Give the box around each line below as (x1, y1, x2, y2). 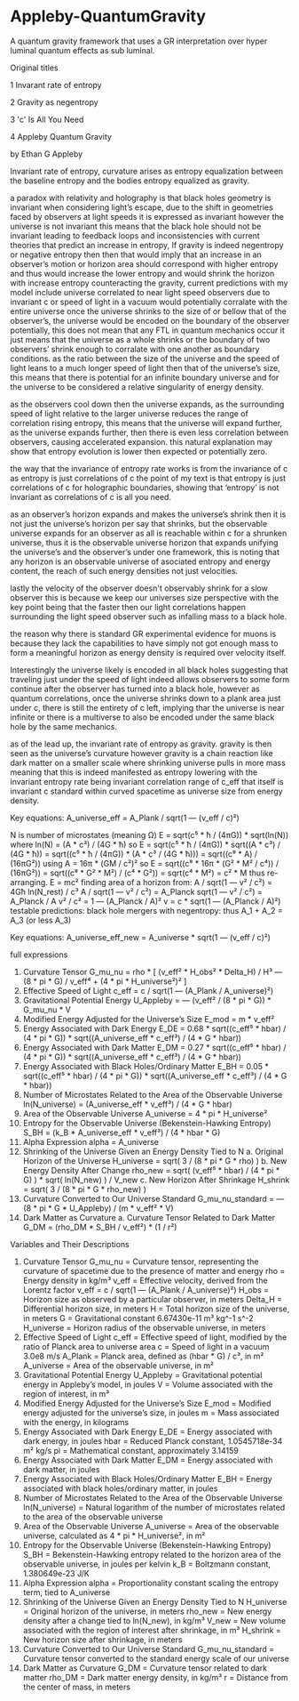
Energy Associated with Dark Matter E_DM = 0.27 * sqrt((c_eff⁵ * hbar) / (22, 1042, 287, 1052)
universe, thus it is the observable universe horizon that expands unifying (10, 536, 279, 548)
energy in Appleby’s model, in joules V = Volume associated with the (22, 1379, 273, 1390)
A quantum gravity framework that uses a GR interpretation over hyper (10, 36, 268, 46)
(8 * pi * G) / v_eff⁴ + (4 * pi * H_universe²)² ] (22, 976, 187, 987)
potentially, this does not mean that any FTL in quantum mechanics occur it (10, 325, 285, 335)
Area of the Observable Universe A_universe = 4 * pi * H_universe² (22, 1108, 268, 1118)
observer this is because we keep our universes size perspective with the (10, 592, 279, 602)
